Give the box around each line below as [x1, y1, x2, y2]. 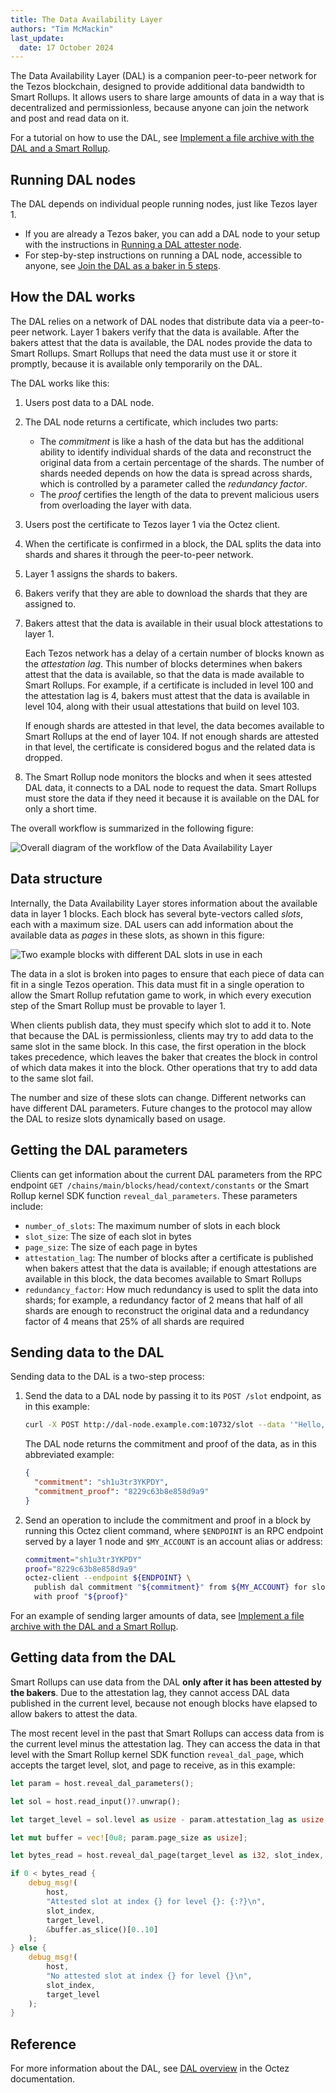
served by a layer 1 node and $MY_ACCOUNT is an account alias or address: [24, 1535, 323, 1547]
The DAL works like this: [10, 377, 110, 389]
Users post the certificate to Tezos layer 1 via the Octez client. [24, 518, 281, 530]
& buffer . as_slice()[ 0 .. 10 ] [46, 1924, 159, 1935]
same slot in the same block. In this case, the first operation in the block [10, 1040, 307, 1052]
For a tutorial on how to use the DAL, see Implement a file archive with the [10, 132, 315, 144]
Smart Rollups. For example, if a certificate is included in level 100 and [24, 679, 314, 691]
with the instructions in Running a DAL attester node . [24, 239, 242, 251]
